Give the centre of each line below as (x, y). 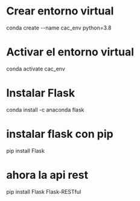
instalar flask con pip (60, 134)
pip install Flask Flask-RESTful (44, 191)
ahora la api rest (47, 175)
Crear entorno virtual (60, 11)
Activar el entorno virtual (70, 52)
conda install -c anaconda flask (45, 110)
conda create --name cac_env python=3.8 (59, 28)
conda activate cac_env (36, 69)
